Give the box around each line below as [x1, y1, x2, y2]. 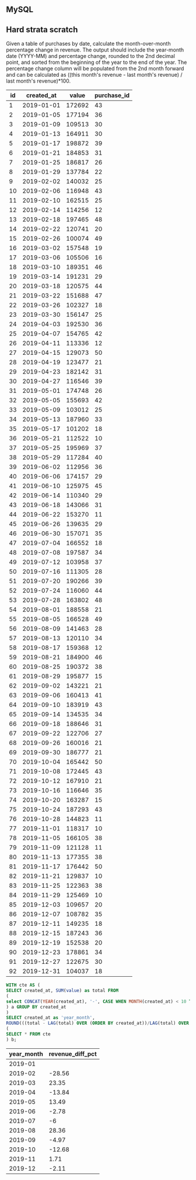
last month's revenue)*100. [6, 77, 71, 84]
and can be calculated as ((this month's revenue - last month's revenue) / [6, 71, 183, 78]
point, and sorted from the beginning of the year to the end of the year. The [6, 59, 187, 66]
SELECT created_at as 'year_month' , [6, 1015, 95, 1021]
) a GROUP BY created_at [6, 1004, 66, 1010]
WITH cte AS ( [6, 982, 41, 989]
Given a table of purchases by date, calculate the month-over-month [6, 40, 171, 47]
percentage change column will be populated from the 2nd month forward [6, 65, 184, 72]
